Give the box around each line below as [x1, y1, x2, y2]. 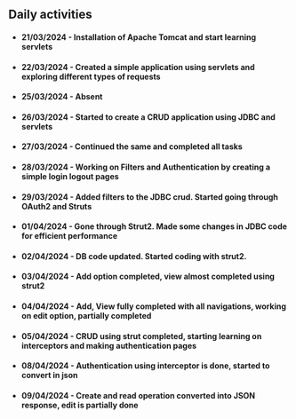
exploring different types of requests [20, 71, 161, 82]
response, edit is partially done [20, 399, 139, 410]
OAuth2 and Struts [20, 201, 92, 211]
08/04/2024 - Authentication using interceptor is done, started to [20, 360, 270, 371]
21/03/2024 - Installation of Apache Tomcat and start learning [20, 31, 257, 43]
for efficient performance [20, 231, 118, 241]
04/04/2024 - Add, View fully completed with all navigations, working [20, 301, 286, 312]
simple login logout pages [20, 170, 119, 181]
